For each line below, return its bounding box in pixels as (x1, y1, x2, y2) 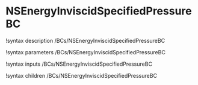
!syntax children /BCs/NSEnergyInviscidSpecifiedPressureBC (5, 72, 158, 79)
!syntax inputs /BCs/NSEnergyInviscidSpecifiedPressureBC (5, 60, 153, 68)
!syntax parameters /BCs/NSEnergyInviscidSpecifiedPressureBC (5, 48, 166, 55)
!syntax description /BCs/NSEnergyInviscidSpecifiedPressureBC (5, 37, 166, 44)
